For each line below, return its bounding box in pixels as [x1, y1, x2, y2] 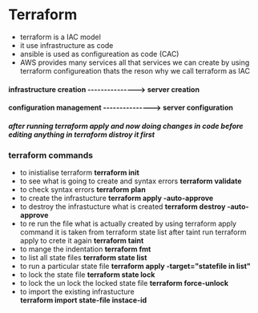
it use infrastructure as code [19, 40, 114, 50]
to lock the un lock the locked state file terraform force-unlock [19, 279, 229, 288]
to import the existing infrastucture [19, 287, 135, 297]
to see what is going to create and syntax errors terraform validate [19, 176, 242, 186]
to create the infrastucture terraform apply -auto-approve [19, 194, 214, 203]
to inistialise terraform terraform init [19, 168, 140, 178]
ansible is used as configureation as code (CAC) [19, 49, 179, 58]
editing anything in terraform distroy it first [8, 130, 155, 139]
